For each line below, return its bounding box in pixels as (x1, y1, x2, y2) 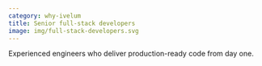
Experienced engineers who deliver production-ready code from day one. (8, 49, 255, 59)
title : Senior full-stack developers (8, 19, 136, 27)
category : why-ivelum (8, 11, 82, 20)
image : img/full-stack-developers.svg (8, 27, 139, 35)
